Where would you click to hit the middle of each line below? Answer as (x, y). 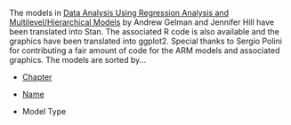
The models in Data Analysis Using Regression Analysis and (119, 13)
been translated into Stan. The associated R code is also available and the (145, 31)
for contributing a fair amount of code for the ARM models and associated (145, 51)
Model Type (44, 111)
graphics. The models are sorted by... (78, 60)
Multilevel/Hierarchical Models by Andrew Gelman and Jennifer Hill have (141, 22)
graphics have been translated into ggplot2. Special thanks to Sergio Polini (146, 41)
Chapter (37, 77)
